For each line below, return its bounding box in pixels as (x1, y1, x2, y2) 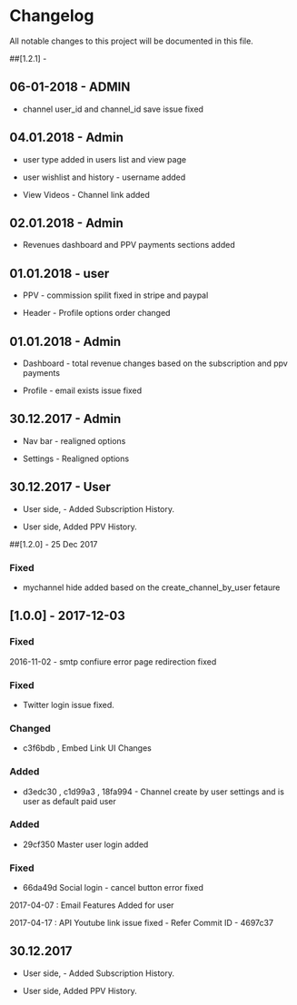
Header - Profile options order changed (22, 308, 171, 319)
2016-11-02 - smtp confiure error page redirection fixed (9, 655, 217, 667)
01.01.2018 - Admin (9, 333, 122, 350)
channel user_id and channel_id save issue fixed (22, 103, 204, 114)
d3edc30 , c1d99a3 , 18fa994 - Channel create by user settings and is (22, 786, 284, 797)
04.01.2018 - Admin (9, 130, 124, 145)
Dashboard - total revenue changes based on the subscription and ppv (22, 358, 288, 369)
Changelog (9, 5, 94, 26)
